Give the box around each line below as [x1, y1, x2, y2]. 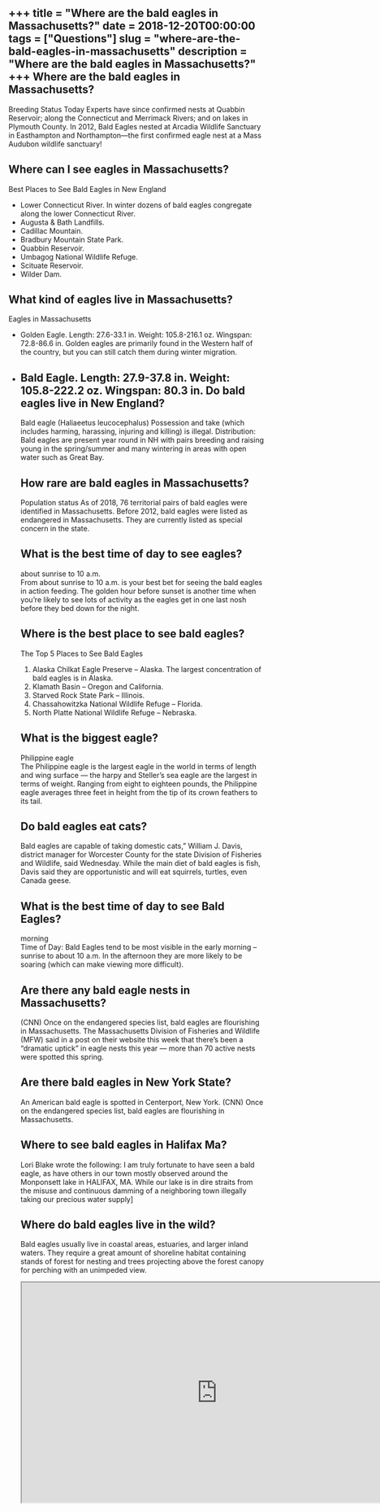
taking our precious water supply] [19, 1194, 134, 1204]
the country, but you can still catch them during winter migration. [19, 347, 238, 357]
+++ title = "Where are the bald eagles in [8, 7, 219, 20]
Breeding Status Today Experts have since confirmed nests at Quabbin [8, 104, 245, 114]
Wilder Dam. [19, 269, 63, 279]
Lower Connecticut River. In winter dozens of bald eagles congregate [19, 199, 253, 210]
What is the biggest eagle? [19, 732, 158, 745]
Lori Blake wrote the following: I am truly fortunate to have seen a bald [19, 1160, 255, 1169]
